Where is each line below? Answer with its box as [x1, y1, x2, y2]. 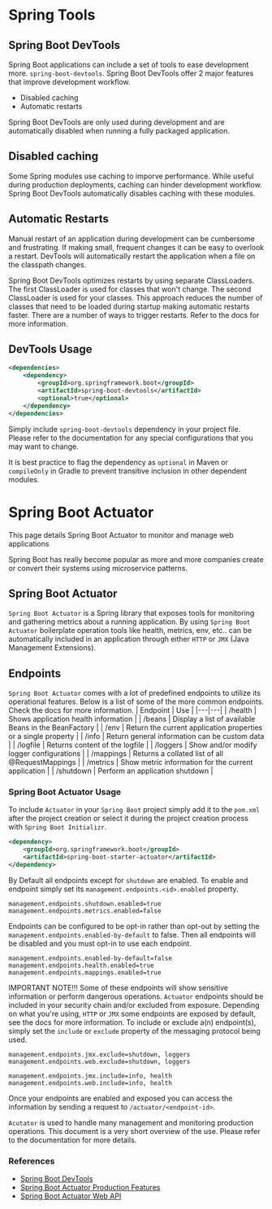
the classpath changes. [8, 259, 87, 270]
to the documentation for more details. [8, 1135, 137, 1145]
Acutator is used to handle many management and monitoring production [8, 1118, 254, 1128]
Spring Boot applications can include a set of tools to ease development [8, 59, 249, 69]
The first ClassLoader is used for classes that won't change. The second [8, 284, 252, 294]
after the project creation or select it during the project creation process [8, 813, 249, 824]
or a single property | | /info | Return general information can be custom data [8, 732, 265, 741]
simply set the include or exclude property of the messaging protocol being [8, 1026, 261, 1035]
